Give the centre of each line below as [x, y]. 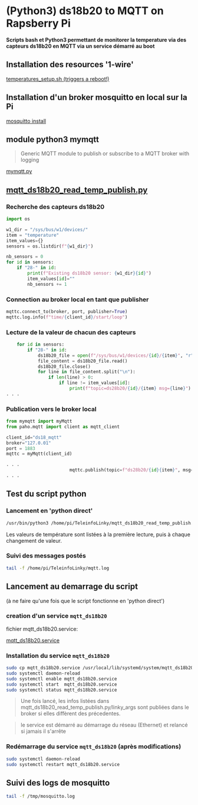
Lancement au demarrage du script [72, 587]
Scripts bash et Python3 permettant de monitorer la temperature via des [96, 40]
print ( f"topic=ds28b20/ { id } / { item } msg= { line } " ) [130, 389]
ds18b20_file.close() [64, 366]
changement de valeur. [34, 540]
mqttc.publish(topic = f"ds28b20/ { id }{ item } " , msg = [131, 470]
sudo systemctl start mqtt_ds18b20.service [62, 684]
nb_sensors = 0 [25, 257]
